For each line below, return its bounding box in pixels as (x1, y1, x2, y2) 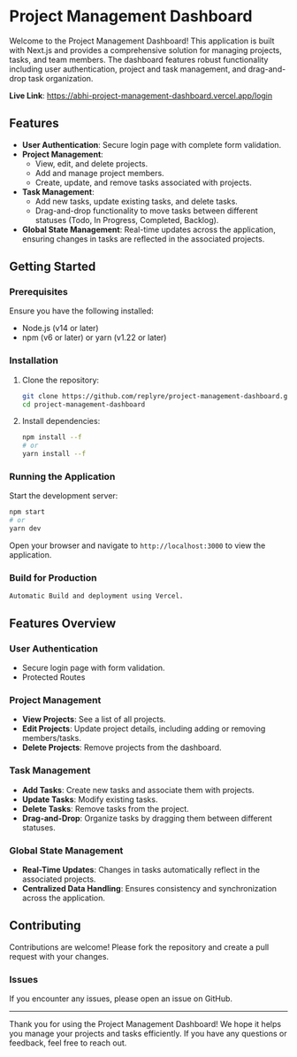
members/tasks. (21, 733, 81, 744)
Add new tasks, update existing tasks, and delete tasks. (34, 196, 239, 206)
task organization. (27, 73, 94, 83)
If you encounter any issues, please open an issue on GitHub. (9, 993, 232, 1004)
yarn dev (9, 524, 42, 533)
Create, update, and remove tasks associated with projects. (34, 177, 252, 188)
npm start (9, 507, 46, 517)
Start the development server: (9, 490, 118, 501)
